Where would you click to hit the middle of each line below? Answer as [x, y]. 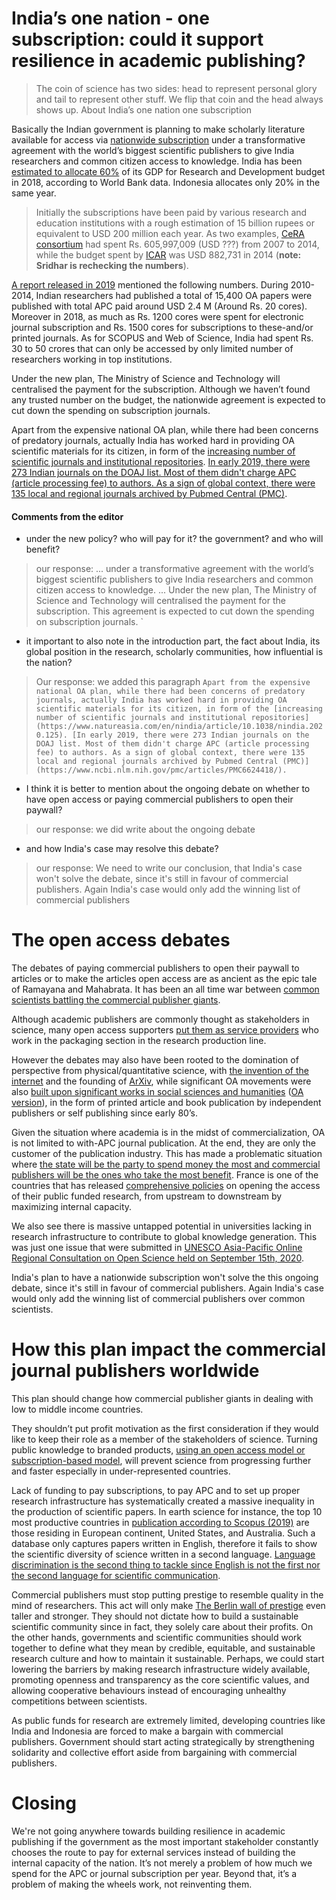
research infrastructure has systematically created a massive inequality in [163, 1501]
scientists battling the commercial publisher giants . [116, 1000]
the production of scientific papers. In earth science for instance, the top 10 [167, 1512]
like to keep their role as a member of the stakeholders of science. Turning [164, 1439]
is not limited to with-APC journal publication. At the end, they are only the [163, 1143]
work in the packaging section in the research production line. [139, 1041]
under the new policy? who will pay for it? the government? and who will [174, 539]
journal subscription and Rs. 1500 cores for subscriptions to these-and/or [162, 327]
